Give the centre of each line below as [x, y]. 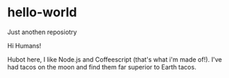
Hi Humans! [24, 45]
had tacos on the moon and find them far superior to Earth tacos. [102, 67]
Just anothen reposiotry [42, 32]
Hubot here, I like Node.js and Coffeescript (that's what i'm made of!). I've [115, 59]
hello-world [42, 12]
